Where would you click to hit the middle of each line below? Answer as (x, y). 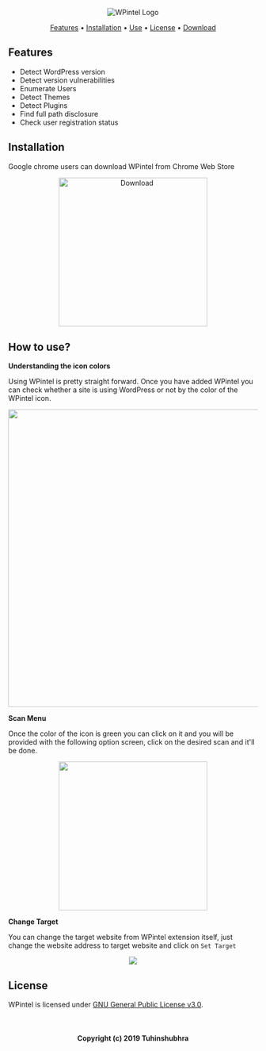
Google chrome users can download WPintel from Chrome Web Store (122, 166)
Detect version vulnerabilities (67, 80)
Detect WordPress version (62, 71)
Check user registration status (69, 122)
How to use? (40, 347)
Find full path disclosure (59, 114)
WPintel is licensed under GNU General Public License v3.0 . (106, 1005)
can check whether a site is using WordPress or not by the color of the (123, 390)
